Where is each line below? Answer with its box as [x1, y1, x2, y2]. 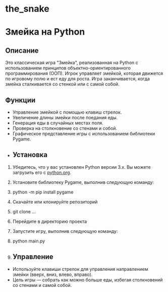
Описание [5, 46, 39, 55]
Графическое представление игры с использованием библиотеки [12, 131, 155, 136]
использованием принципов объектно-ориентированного [5, 65, 131, 71]
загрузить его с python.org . [12, 169, 72, 175]
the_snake [5, 3, 49, 15]
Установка [12, 151, 48, 159]
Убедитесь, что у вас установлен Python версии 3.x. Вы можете [12, 164, 151, 170]
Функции [5, 95, 36, 104]
